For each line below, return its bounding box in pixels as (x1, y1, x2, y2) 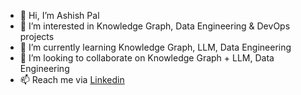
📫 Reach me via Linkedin (19, 74, 125, 85)
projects (19, 31, 55, 42)
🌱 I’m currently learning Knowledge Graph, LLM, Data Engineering (19, 41, 292, 53)
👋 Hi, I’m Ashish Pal (19, 10, 100, 21)
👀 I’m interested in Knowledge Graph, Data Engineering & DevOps (19, 20, 291, 32)
